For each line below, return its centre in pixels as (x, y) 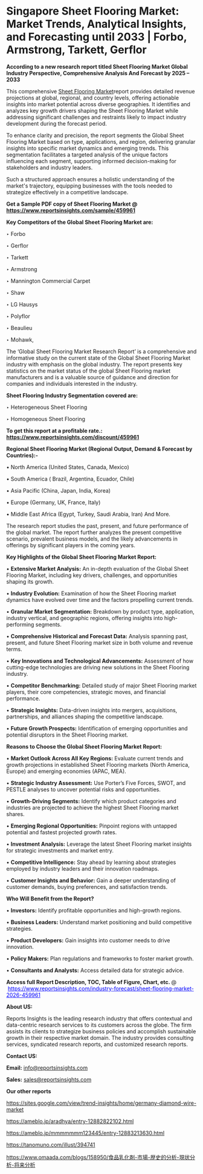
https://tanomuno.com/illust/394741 (51, 1144)
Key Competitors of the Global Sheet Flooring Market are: (80, 222)
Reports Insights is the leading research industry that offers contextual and (99, 1018)
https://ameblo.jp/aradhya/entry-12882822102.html (70, 1121)
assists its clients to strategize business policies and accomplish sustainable (101, 1031)
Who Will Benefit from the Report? (50, 899)
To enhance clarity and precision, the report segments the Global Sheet (95, 135)
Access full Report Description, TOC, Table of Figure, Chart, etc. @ (92, 982)
